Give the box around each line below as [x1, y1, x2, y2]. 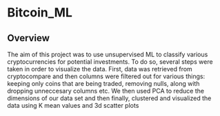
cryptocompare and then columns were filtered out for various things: [7, 72, 206, 80]
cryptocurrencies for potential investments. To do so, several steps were [7, 58, 213, 66]
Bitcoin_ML [7, 5, 72, 21]
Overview [7, 32, 50, 44]
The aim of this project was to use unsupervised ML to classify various [7, 50, 208, 58]
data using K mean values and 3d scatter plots [7, 102, 139, 109]
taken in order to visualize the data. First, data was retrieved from [7, 65, 193, 73]
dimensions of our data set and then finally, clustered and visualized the [7, 94, 212, 102]
